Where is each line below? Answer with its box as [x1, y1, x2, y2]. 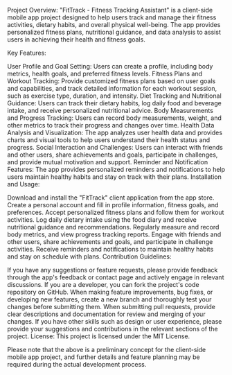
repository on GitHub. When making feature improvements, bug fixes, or [7, 288, 213, 296]
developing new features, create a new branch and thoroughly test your [7, 295, 212, 304]
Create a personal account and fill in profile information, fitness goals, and [7, 201, 219, 209]
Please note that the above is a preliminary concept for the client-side [7, 346, 206, 354]
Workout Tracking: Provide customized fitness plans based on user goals [7, 77, 216, 85]
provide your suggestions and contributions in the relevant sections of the [7, 325, 218, 333]
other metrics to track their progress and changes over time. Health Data [7, 121, 215, 129]
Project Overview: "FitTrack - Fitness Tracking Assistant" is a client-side [7, 6, 213, 14]
